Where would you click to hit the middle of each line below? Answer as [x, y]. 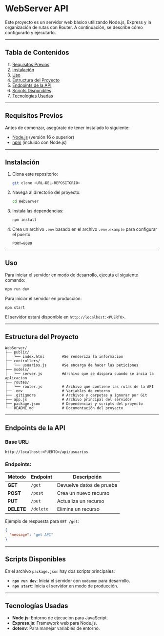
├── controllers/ [23, 361]
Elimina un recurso [78, 509]
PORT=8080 [22, 243]
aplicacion [16, 378]
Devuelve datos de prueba [87, 485]
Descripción [87, 477]
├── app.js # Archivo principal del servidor [69, 400]
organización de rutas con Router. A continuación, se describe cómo [74, 27]
